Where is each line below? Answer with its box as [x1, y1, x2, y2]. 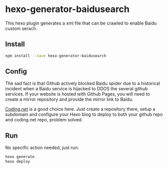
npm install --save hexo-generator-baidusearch [5, 53, 107, 58]
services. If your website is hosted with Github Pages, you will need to [5, 91, 150, 97]
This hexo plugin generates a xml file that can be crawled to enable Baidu [5, 20, 157, 26]
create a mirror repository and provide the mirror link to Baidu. [5, 96, 134, 102]
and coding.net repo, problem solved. [5, 117, 83, 123]
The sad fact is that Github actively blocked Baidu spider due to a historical [5, 80, 160, 86]
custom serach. [5, 25, 38, 31]
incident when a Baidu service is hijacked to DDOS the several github [5, 86, 148, 92]
